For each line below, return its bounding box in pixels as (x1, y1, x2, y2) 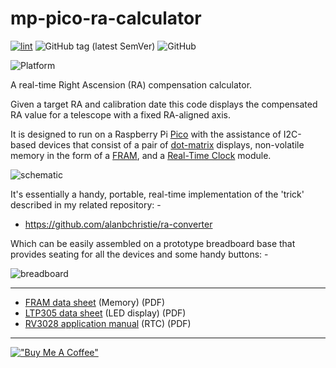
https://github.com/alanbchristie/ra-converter (24, 218, 213, 230)
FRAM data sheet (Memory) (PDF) (24, 296, 166, 308)
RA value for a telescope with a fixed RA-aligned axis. (10, 108, 231, 121)
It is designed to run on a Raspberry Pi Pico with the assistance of (10, 128, 282, 140)
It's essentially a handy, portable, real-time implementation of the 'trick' (10, 188, 305, 200)
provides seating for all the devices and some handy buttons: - (10, 248, 269, 260)
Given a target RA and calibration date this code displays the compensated (10, 98, 318, 110)
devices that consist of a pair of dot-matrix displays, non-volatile (38, 138, 305, 151)
